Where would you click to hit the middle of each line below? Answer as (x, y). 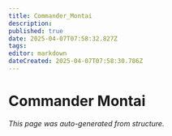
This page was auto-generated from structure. (86, 123)
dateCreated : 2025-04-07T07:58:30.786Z (76, 62)
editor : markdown (38, 53)
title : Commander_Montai (50, 16)
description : (30, 23)
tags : (17, 46)
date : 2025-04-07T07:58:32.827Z (63, 38)
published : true (36, 31)
